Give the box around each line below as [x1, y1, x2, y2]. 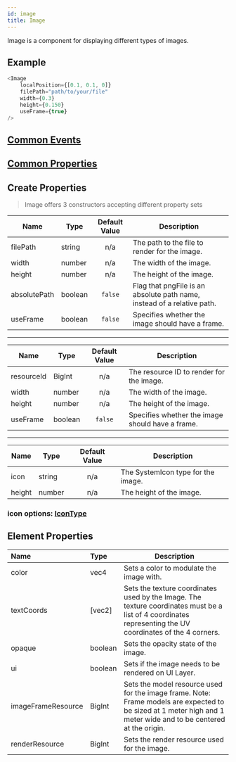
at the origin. [124, 723, 166, 732]
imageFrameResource [11, 701, 84, 711]
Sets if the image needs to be [124, 659, 221, 668]
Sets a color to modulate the [124, 563, 216, 573]
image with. [124, 571, 162, 581]
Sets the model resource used [124, 679, 223, 689]
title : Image [7, 17, 46, 24]
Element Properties [7, 531, 93, 542]
